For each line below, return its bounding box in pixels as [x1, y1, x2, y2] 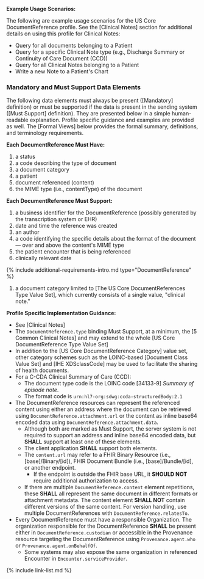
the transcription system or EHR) [15, 216, 97, 223]
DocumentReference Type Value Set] [15, 341, 108, 348]
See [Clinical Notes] [15, 321, 66, 329]
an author [15, 228, 40, 236]
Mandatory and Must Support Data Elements [6, 82, 141, 91]
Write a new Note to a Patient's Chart [15, 68, 108, 75]
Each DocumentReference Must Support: [6, 197, 113, 205]
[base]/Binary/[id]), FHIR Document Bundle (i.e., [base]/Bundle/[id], [24, 457, 194, 465]
